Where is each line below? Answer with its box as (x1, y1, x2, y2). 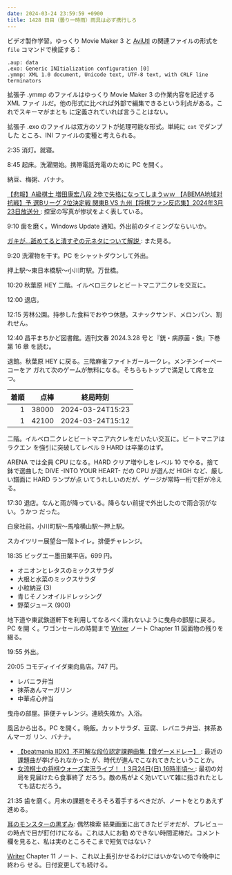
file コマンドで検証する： (7, 45, 82, 53)
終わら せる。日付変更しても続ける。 (7, 860, 112, 869)
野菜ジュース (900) (17, 601, 71, 609)
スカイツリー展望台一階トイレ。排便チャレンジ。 (7, 536, 146, 545)
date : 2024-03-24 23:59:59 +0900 (7, 10, 104, 17)
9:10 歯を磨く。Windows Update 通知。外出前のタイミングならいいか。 (7, 222, 211, 230)
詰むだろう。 (29, 781, 66, 790)
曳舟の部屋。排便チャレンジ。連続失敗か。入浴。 (7, 709, 146, 717)
